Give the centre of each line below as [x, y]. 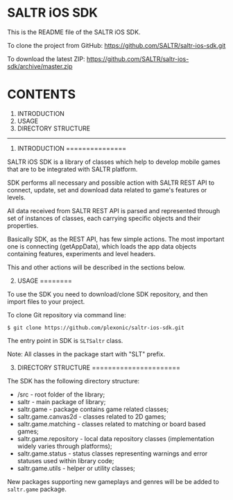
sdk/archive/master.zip [40, 66]
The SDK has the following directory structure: [74, 381]
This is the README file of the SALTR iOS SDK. [74, 32]
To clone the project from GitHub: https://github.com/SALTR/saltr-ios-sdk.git [116, 45]
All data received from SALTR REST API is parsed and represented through [114, 210]
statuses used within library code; [66, 460]
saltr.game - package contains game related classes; [93, 409]
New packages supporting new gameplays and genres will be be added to [113, 481]
